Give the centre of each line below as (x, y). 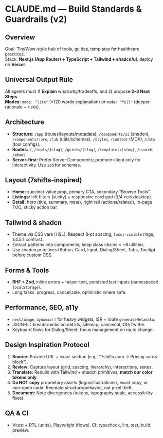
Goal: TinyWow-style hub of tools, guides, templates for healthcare (72, 49)
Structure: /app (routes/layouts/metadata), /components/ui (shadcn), (81, 134)
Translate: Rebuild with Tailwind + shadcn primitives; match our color (82, 372)
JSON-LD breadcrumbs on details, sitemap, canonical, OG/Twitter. (79, 324)
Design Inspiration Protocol (47, 345)
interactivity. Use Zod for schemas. (46, 165)
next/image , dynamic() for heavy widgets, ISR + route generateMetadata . (84, 319)
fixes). (18, 398)
